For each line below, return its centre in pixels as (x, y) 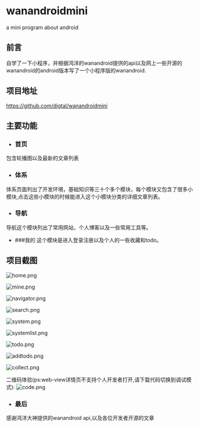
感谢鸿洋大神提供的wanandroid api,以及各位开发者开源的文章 (80, 417)
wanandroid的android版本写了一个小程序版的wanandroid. (76, 70)
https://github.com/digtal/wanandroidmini (57, 106)
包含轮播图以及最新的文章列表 (42, 158)
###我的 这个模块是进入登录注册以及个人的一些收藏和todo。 (88, 240)
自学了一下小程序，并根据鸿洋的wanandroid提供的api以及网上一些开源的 (94, 63)
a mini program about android (42, 27)
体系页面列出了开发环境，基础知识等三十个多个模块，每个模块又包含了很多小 (99, 189)
